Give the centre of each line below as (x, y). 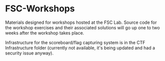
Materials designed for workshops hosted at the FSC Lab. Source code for (81, 22)
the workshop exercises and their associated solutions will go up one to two (82, 27)
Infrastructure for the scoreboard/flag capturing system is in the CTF (75, 42)
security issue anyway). (29, 53)
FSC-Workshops (40, 9)
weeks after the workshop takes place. (45, 33)
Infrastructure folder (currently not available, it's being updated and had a (80, 48)
